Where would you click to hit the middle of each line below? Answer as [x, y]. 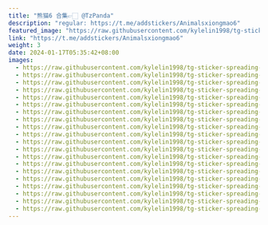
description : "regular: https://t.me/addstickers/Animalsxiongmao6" [124, 23]
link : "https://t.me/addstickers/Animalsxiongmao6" [96, 38]
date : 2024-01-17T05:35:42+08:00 [64, 53]
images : [21, 61]
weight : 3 [25, 45]
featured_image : [35, 30]
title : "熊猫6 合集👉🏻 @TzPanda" [61, 16]
